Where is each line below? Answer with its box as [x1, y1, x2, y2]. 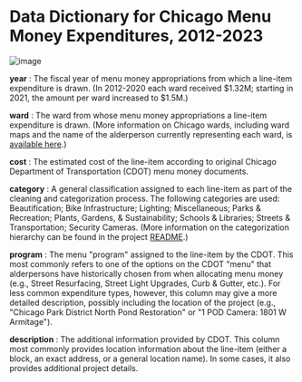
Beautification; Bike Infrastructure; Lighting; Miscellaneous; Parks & [9, 202, 261, 214]
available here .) [9, 138, 67, 149]
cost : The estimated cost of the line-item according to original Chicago [9, 156, 277, 167]
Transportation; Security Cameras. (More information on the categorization [9, 222, 290, 233]
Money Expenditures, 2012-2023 [9, 25, 264, 46]
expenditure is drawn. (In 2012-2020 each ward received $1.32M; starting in [9, 82, 294, 93]
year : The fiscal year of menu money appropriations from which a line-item [9, 72, 293, 83]
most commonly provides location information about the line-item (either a [9, 343, 287, 354]
